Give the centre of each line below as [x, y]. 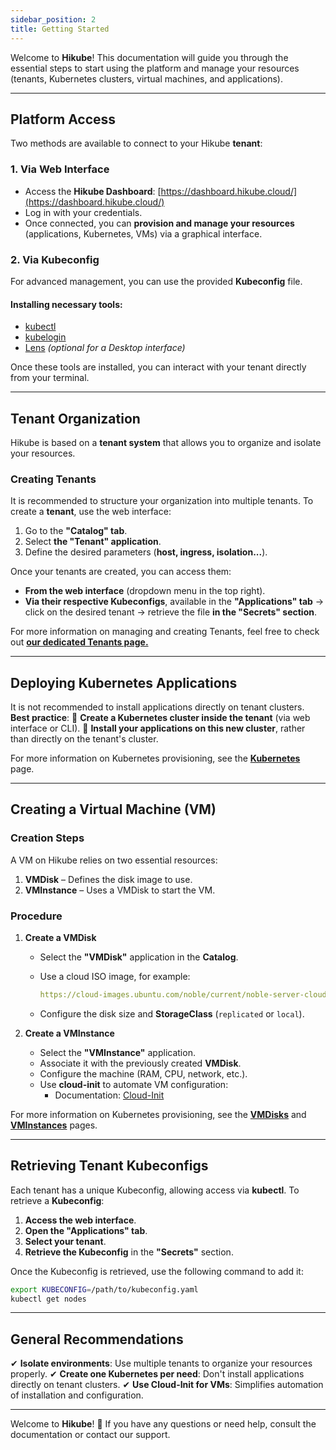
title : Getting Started [60, 29]
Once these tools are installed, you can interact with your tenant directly [158, 367]
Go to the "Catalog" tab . [76, 531]
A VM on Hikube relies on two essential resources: [114, 860]
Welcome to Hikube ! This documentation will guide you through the [149, 57]
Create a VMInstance [69, 1033]
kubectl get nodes [48, 1299]
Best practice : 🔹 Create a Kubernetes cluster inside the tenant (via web [160, 718]
